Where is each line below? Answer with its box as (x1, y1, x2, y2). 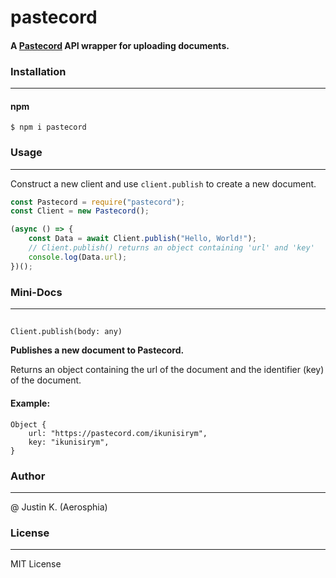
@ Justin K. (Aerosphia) (10, 501, 108, 513)
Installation (10, 64, 67, 78)
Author (10, 469, 46, 483)
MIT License (10, 558, 62, 570)
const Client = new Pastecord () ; (10, 206, 150, 216)
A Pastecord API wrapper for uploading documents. (10, 39, 230, 51)
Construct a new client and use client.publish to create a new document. (10, 177, 317, 190)
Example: (10, 397, 51, 409)
